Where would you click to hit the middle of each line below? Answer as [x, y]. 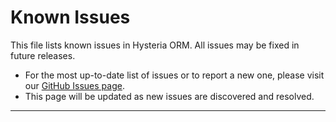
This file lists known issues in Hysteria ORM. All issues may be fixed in [155, 45]
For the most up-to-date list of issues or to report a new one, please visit [174, 75]
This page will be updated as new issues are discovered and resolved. [169, 96]
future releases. [43, 55]
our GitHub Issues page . [74, 85]
